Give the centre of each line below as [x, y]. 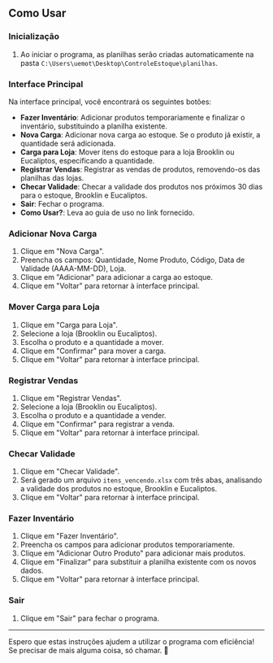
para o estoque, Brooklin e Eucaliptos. [84, 195]
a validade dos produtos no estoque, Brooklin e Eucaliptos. [119, 489]
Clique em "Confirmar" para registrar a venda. [97, 424]
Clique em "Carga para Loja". [69, 325]
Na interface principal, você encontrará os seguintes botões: [110, 102]
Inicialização [34, 37]
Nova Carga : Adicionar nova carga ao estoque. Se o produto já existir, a [140, 134]
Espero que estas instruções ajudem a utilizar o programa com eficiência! [131, 641]
